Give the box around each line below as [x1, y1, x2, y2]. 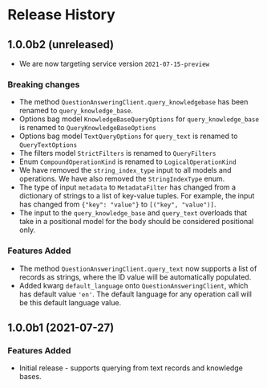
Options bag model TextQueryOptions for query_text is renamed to [18, 131, 238, 141]
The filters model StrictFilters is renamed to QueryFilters [18, 149, 216, 158]
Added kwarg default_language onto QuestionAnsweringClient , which [18, 280, 249, 290]
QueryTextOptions [18, 141, 78, 149]
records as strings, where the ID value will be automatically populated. [18, 272, 252, 282]
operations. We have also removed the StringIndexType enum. [18, 174, 225, 184]
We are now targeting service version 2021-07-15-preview [18, 59, 210, 68]
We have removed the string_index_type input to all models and [18, 165, 232, 175]
